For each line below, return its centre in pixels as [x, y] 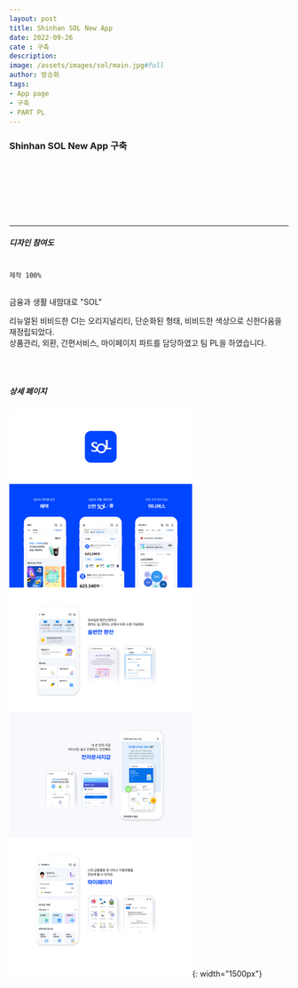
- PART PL [27, 112]
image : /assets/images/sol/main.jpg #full [87, 66]
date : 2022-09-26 [41, 37]
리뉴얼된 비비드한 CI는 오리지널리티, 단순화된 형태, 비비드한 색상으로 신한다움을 [145, 320]
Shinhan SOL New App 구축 [68, 146]
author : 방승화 [35, 75]
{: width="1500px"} [227, 973]
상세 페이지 [28, 391]
